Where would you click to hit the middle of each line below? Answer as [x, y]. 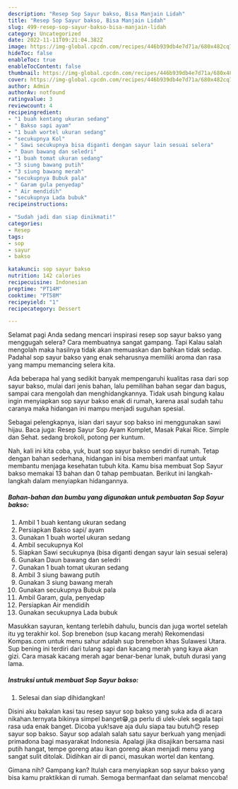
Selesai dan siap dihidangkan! [61, 698]
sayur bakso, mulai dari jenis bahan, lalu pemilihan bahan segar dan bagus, [117, 386]
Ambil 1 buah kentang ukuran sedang [72, 523]
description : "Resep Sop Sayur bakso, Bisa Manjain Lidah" [97, 14]
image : [18, 47]
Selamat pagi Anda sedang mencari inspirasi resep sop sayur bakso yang [115, 335]
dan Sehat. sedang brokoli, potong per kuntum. [77, 437]
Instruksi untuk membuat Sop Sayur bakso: [73, 680]
